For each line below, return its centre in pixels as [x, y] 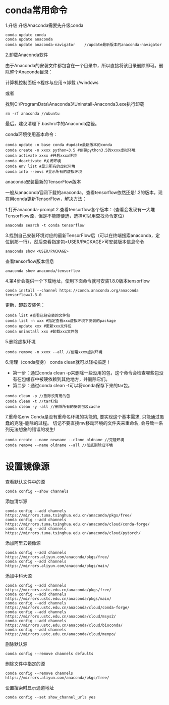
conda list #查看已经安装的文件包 [38, 315]
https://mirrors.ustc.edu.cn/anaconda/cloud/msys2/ [61, 616]
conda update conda [26, 35]
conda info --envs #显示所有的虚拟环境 [44, 172]
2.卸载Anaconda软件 [27, 55]
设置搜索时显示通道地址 [30, 687]
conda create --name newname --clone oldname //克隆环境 [65, 440]
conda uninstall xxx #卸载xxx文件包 [42, 332]
